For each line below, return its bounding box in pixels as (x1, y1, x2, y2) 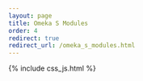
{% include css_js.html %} (8, 63, 97, 73)
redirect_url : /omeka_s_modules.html (8, 42, 136, 50)
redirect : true (8, 34, 60, 43)
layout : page (8, 11, 53, 20)
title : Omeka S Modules (8, 19, 89, 27)
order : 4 (8, 26, 38, 34)
